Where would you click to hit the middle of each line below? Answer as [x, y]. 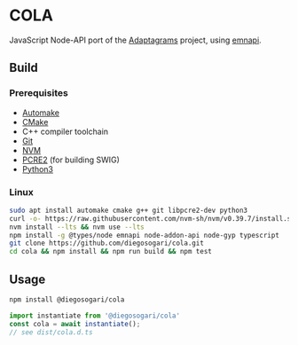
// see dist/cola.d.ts [51, 332]
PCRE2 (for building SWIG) [71, 160]
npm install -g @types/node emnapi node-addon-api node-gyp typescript [144, 235]
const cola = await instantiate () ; [75, 324]
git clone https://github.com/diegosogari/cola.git [106, 243]
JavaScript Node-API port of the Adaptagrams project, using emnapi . [135, 40]
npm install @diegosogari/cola [67, 299]
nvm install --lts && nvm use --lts [77, 227]
